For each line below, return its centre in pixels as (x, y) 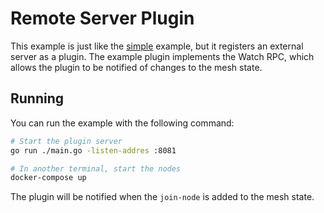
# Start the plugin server (66, 141)
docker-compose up (48, 178)
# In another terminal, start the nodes (96, 168)
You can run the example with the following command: (122, 123)
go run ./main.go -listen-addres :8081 (93, 150)
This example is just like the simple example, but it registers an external (157, 46)
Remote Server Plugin (102, 18)
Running (37, 98)
